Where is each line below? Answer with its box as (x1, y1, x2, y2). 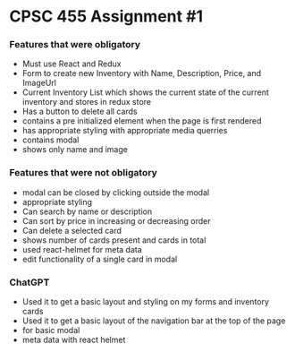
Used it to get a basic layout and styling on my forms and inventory (21, 296, 270, 307)
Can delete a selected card (21, 225, 122, 236)
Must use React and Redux (21, 58, 122, 69)
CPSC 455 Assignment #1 (9, 6, 204, 27)
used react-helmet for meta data (21, 244, 143, 254)
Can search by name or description (21, 206, 153, 217)
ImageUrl (21, 78, 56, 89)
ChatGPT (9, 276, 50, 288)
